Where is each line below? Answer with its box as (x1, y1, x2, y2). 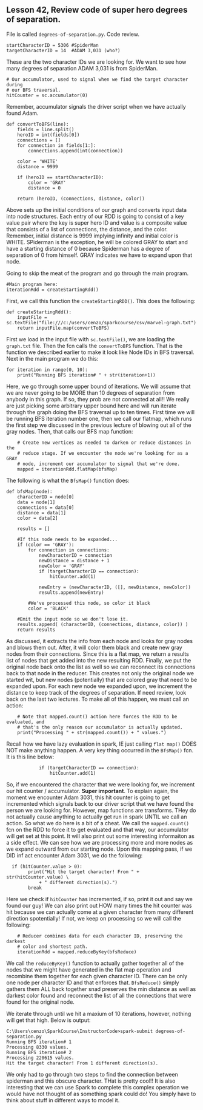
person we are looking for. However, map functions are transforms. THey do (6, 806, 196, 814)
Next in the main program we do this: (6, 355, 99, 362)
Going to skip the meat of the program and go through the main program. (6, 270, 189, 277)
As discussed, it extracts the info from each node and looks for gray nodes (6, 637, 193, 644)
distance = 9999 (17, 163, 59, 169)
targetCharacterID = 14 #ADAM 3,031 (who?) (6, 47, 121, 53)
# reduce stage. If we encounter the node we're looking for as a (17, 450, 188, 456)
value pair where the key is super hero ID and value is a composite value (6, 219, 187, 226)
